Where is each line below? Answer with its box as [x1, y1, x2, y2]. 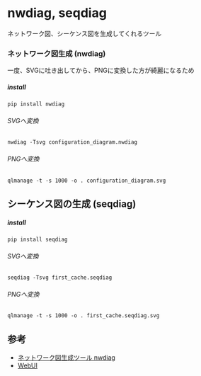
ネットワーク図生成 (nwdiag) [7, 48, 106, 58]
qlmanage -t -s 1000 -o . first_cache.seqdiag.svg [7, 312, 160, 319]
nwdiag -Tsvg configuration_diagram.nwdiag [7, 139, 138, 146]
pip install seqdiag [7, 236, 69, 243]
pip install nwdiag [7, 101, 65, 108]
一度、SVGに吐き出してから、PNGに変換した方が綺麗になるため [7, 66, 195, 75]
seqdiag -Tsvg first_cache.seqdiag [7, 274, 113, 281]
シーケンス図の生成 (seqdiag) [7, 198, 137, 210]
